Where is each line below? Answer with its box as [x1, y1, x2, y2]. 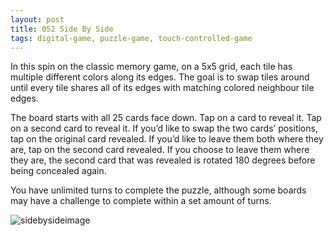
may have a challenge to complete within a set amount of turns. [10, 195, 272, 207]
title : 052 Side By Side [10, 24, 114, 34]
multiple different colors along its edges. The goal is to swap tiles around [10, 71, 310, 83]
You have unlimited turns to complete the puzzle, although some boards [10, 184, 307, 196]
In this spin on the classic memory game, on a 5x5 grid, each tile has [10, 61, 293, 73]
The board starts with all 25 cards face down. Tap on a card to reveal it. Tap [10, 112, 322, 124]
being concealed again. [10, 165, 107, 177]
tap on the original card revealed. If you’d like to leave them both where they [10, 133, 324, 145]
